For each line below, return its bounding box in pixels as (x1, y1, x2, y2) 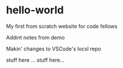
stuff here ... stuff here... (6, 56, 65, 63)
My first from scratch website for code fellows (6, 23, 118, 30)
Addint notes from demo (6, 34, 65, 41)
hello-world (6, 3, 64, 17)
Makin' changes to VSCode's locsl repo (6, 45, 101, 52)
